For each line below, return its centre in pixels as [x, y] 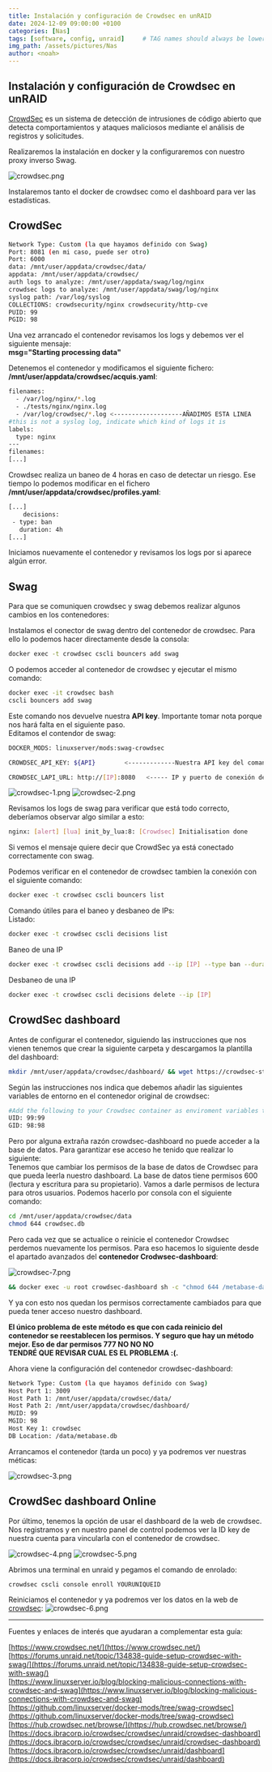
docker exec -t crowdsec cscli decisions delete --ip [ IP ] [110, 995]
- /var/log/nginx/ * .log [55, 399]
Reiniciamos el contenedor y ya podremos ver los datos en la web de [123, 1600]
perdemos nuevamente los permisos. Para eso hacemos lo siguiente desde [134, 1248]
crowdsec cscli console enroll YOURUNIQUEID [85, 1584]
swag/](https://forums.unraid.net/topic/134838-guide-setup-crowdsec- [128, 1665]
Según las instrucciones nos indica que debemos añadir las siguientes [125, 1087]
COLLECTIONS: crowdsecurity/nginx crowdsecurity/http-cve [108, 305]
